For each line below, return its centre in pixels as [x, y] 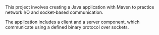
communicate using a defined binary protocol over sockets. [67, 27]
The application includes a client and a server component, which [72, 22]
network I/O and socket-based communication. [54, 12]
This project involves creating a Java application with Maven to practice [80, 7]
